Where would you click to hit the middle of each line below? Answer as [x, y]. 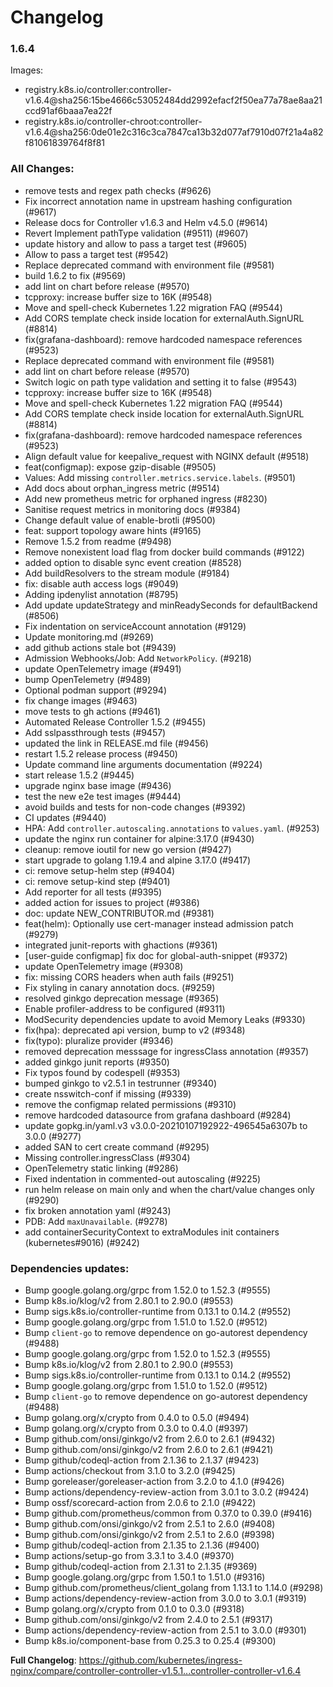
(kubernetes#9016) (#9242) [82, 1242]
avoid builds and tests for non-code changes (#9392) [135, 807]
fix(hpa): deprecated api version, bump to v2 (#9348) [135, 1030]
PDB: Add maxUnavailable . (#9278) [96, 1221]
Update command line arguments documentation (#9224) [143, 764]
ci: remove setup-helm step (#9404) [100, 870]
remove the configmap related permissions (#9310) [130, 1104]
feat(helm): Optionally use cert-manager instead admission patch [159, 923]
